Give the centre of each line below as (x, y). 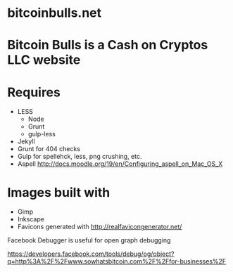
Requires (34, 92)
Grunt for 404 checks (49, 149)
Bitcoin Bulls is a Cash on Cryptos (108, 45)
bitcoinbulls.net (55, 13)
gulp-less (42, 134)
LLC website (44, 60)
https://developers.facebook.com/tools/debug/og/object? (91, 254)
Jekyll (26, 141)
